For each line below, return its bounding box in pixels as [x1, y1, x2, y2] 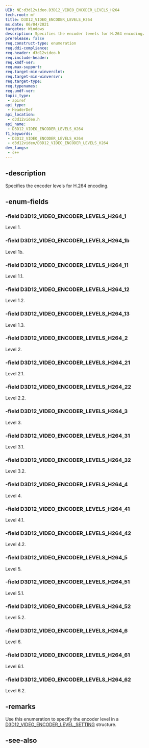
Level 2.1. [5, 371, 24, 377]
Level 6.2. [5, 688, 26, 694]
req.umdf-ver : [5, 88, 36, 94]
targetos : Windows [5, 27, 44, 32]
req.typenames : [5, 83, 38, 88]
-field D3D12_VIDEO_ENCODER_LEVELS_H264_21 [5, 359, 130, 366]
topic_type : [5, 93, 31, 98]
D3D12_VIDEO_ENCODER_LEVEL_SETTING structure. [5, 721, 117, 728]
